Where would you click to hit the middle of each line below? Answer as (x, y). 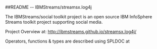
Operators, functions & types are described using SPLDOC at (67, 41)
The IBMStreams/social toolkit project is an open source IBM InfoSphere (79, 17)
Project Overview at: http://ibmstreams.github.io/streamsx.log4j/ (71, 31)
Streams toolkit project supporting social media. (54, 22)
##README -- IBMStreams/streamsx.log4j (49, 7)
